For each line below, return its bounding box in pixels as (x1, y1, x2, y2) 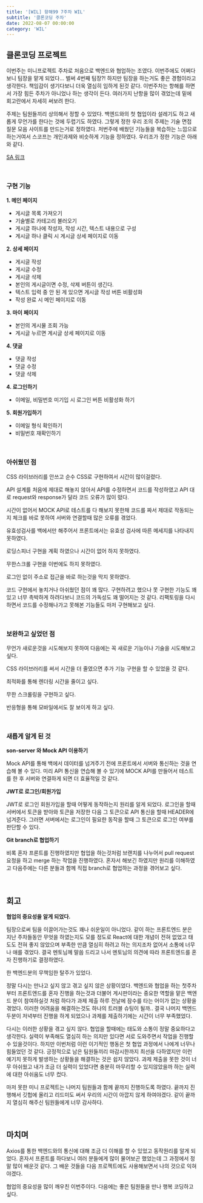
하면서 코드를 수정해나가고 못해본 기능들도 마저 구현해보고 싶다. (6, 601, 156, 608)
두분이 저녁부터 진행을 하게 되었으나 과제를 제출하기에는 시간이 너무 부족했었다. (6, 1013, 193, 1020)
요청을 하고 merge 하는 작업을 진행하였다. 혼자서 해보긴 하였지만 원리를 (6, 857, 175, 864)
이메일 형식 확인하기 (15, 422, 62, 430)
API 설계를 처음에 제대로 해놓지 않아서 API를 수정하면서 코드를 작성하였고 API (6, 486, 188, 493)
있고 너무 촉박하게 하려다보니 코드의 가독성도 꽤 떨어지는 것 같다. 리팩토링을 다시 (6, 593, 196, 601)
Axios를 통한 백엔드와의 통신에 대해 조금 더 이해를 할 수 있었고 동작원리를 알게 (6, 1147, 190, 1154)
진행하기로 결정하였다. (12, 956, 65, 963)
